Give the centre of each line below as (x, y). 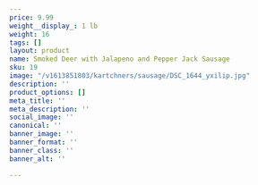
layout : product (39, 51)
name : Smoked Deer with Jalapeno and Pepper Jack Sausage (120, 59)
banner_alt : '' (38, 159)
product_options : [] (48, 92)
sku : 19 (24, 68)
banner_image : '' (42, 134)
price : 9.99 (31, 17)
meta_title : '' (38, 101)
